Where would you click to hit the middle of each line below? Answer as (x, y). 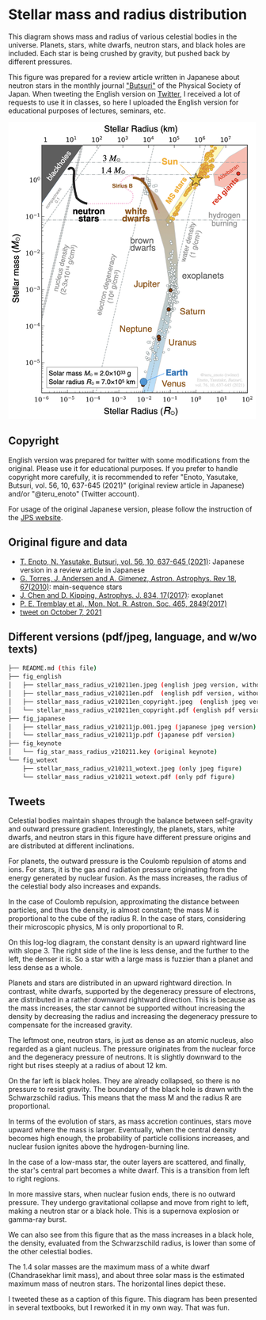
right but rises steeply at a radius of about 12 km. (88, 1066)
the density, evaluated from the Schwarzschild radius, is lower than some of (132, 1243)
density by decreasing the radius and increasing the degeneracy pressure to (133, 1017)
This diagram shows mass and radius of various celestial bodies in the (123, 36)
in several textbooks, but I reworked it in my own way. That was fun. (119, 1307)
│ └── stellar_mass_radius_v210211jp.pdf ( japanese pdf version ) (122, 735)
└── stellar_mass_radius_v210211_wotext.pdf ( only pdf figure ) (129, 777)
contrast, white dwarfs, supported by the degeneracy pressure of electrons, (132, 991)
